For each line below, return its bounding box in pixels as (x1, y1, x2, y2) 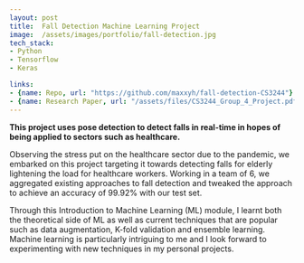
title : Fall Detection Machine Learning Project (9, 22, 201, 31)
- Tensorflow (9, 55, 59, 64)
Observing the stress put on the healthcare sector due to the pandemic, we (9, 148, 290, 159)
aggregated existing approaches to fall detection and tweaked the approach (9, 177, 292, 188)
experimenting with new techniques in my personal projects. (9, 243, 234, 254)
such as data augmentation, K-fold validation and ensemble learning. (9, 223, 265, 235)
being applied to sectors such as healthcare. (9, 131, 181, 142)
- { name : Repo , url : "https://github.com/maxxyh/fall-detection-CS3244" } (9, 88, 294, 98)
